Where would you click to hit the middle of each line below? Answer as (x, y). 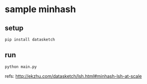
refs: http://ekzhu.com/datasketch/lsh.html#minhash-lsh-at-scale (73, 76)
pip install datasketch (30, 39)
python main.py (21, 67)
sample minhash (40, 9)
